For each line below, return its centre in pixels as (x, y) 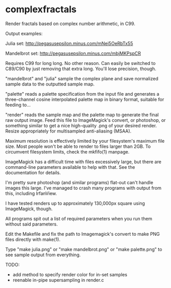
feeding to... (18, 105)
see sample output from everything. (43, 255)
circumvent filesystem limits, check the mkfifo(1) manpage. (67, 151)
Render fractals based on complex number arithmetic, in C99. (70, 24)
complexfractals (41, 9)
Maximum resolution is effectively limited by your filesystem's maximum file (85, 141)
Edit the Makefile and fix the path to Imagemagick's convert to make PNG (83, 234)
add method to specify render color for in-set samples (70, 274)
